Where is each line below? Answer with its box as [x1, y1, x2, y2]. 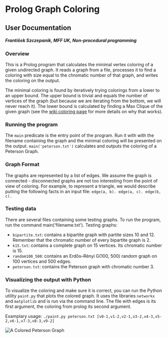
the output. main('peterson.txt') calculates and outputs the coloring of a [5, 143, 157, 149]
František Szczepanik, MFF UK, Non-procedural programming [5, 38, 137, 44]
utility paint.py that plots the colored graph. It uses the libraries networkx [5, 293, 155, 299]
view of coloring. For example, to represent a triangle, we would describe [5, 183, 156, 189]
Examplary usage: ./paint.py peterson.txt [5, 313, 95, 319]
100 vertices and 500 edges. [12, 258, 71, 264]
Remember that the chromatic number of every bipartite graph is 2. [12, 237, 151, 243]
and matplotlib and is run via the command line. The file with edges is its [5, 298, 156, 304]
